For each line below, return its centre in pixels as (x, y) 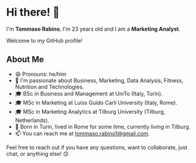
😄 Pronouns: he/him (40, 74)
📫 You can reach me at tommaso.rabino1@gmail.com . (82, 133)
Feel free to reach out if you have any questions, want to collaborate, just (97, 147)
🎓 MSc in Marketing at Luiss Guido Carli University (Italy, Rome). (96, 102)
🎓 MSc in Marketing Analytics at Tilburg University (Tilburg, (90, 111)
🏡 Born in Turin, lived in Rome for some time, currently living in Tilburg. (103, 126)
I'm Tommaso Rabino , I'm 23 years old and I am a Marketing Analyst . (93, 29)
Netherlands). (32, 120)
